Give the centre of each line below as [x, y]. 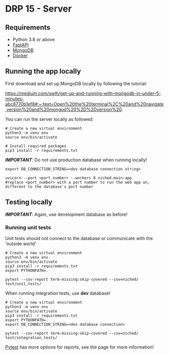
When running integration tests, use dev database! [58, 293]
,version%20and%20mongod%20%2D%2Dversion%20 [64, 109]
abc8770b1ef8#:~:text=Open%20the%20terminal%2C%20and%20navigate [84, 104]
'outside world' [21, 244]
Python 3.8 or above [34, 39]
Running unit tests [28, 227]
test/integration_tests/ [31, 338]
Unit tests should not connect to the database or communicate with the [79, 238]
